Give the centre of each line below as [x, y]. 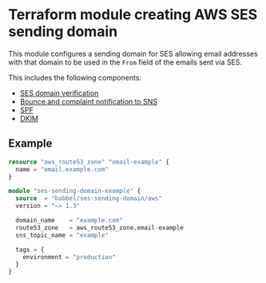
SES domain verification [59, 92]
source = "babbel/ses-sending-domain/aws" [89, 198]
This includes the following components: [75, 77]
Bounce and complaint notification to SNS [89, 101]
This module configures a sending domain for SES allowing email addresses [133, 53]
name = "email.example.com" [62, 169]
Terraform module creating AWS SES [133, 15]
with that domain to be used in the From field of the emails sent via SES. [125, 62]
